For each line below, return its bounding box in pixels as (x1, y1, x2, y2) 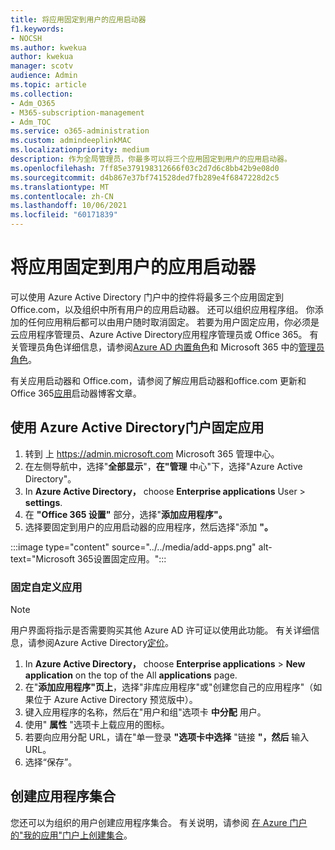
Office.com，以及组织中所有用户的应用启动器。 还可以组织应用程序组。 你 (10, 303, 315, 315)
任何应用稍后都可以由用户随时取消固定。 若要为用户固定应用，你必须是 (27, 316, 320, 328)
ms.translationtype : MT (10, 182, 110, 192)
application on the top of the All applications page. (24, 669, 238, 681)
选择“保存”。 (24, 756, 78, 768)
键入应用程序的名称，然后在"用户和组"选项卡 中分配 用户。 (24, 706, 267, 718)
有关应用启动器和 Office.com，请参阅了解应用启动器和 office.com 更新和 (10, 374, 307, 386)
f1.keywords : (10, 24, 65, 34)
